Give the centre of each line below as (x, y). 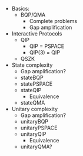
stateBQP (32, 77)
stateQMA (33, 103)
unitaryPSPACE (39, 128)
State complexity (32, 65)
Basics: (21, 9)
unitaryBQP (34, 121)
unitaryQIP (33, 134)
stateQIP (31, 90)
